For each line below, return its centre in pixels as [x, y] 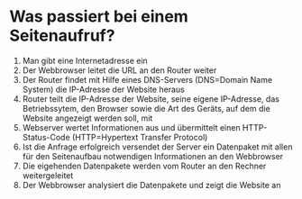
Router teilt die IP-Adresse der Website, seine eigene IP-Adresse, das [151, 99]
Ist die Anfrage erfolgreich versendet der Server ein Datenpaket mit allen [157, 147]
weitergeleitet [48, 175]
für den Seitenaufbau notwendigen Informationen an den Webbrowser [153, 156]
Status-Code [46, 137]
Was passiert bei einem [99, 17]
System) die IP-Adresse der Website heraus [103, 89]
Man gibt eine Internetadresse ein [85, 60]
